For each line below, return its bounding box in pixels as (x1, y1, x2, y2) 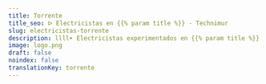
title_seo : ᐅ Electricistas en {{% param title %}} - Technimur (8, 19, 228, 27)
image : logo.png (8, 42, 62, 50)
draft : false (8, 49, 52, 57)
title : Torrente (8, 11, 62, 20)
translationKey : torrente (8, 64, 95, 72)
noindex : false (8, 57, 59, 65)
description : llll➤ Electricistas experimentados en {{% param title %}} (8, 34, 260, 42)
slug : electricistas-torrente (8, 26, 110, 34)
